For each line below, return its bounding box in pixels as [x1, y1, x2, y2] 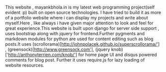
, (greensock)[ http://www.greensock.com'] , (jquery [5, 47, 110, 52]
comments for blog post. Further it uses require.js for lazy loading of [5, 57, 145, 63]
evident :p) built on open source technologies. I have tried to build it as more [5, 9, 162, 15]
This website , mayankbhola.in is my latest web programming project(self [5, 4, 155, 10]
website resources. [5, 62, 45, 68]
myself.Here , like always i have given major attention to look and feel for [5, 20, 154, 26]
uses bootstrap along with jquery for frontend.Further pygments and [5, 31, 145, 36]
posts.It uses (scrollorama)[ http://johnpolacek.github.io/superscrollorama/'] [5, 41, 160, 47]
